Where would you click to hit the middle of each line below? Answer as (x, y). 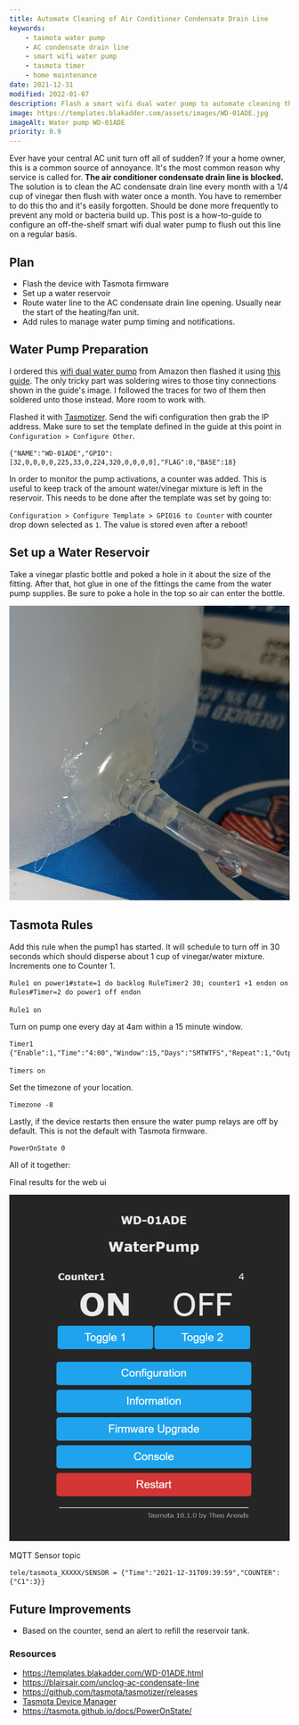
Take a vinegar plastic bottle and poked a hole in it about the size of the (140, 574)
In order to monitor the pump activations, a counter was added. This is (138, 478)
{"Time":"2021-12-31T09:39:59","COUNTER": (200, 1573)
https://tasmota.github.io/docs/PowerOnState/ (107, 1711)
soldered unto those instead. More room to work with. (108, 399)
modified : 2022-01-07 (49, 94)
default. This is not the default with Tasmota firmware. (108, 1131)
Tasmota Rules (51, 925)
